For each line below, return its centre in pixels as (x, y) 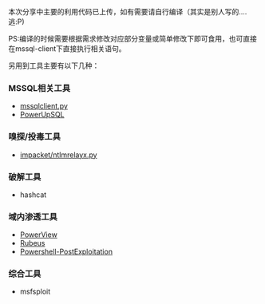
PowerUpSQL (42, 115)
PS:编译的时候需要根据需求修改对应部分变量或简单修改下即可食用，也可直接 (132, 39)
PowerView (38, 235)
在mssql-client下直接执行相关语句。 (67, 49)
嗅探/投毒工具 (35, 136)
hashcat (33, 195)
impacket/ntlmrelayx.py (58, 155)
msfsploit (35, 292)
